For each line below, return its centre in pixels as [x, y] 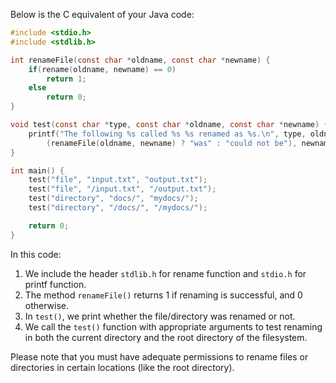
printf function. [55, 284]
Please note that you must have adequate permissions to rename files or [159, 356]
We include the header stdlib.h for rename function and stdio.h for [165, 273]
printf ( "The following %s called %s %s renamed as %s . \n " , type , [167, 134]
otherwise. [47, 305]
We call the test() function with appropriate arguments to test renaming [173, 326]
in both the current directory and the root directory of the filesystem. [166, 337]
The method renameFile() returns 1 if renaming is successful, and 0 [163, 295]
